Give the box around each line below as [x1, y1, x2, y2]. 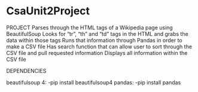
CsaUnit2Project [6, 4, 90, 18]
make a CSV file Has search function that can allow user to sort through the [6, 43, 193, 50]
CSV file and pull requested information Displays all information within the [6, 49, 188, 56]
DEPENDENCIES [6, 67, 47, 74]
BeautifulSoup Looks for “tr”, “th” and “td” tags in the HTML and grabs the [6, 30, 188, 37]
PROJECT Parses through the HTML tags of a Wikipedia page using [6, 24, 173, 31]
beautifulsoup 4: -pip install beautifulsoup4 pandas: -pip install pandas [6, 79, 181, 86]
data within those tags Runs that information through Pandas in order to [6, 36, 182, 44]
